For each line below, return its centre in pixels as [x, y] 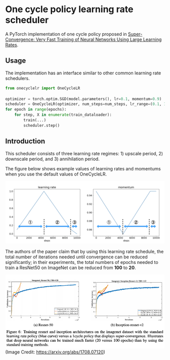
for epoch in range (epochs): [36, 110]
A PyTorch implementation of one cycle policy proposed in [66, 34]
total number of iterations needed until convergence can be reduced [76, 257]
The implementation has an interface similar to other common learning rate [83, 73]
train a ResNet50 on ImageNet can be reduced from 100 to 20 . [71, 268]
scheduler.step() [41, 125]
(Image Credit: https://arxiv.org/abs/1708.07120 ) [55, 352]
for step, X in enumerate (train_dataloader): [63, 115]
